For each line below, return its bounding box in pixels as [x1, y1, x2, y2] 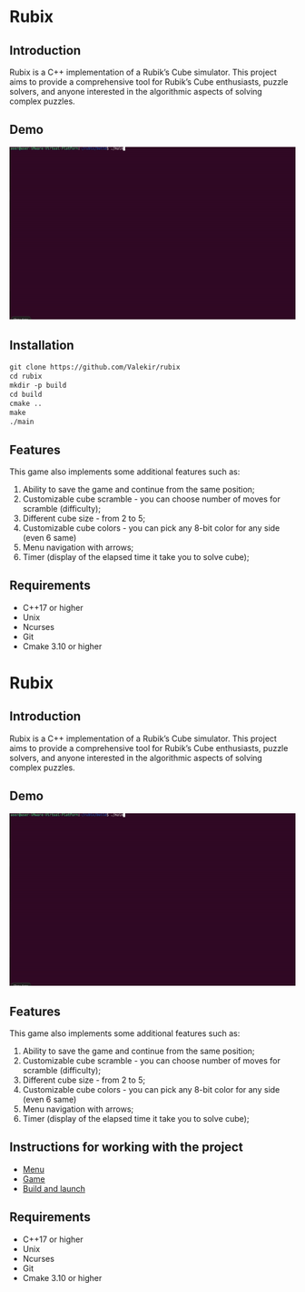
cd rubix [9, 371, 43, 381]
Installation [9, 337, 74, 352]
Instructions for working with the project [9, 1140, 243, 1155]
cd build [9, 390, 43, 400]
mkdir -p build [9, 381, 67, 391]
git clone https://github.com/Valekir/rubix [9, 362, 181, 372]
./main [9, 417, 34, 427]
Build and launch [22, 1183, 86, 1194]
